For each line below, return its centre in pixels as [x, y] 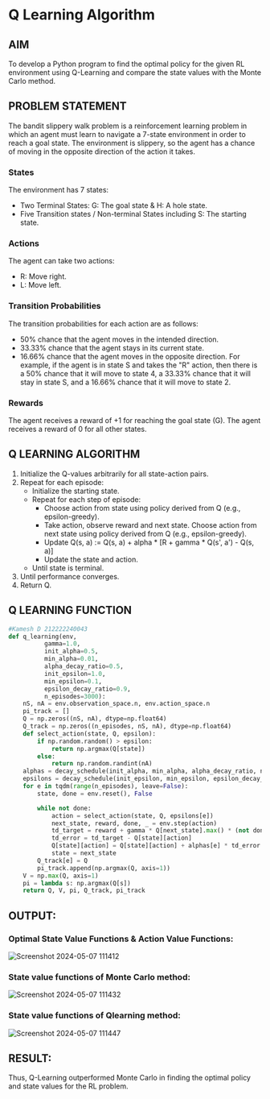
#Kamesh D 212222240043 [48, 629]
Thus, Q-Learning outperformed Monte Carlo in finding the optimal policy [130, 1078]
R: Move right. [43, 276]
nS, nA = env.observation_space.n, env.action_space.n [117, 704]
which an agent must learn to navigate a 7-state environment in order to [127, 134]
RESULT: [30, 1058]
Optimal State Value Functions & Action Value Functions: [121, 939]
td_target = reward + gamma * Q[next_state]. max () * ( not [150, 831]
